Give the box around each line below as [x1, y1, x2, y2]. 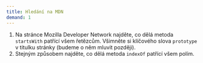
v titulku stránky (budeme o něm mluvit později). [15, 43, 136, 51]
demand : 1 [6, 14, 32, 20]
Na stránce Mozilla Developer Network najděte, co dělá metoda [15, 31, 174, 38]
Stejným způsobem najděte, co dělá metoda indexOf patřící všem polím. [15, 50, 195, 57]
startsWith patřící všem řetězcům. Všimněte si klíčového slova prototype [15, 37, 198, 44]
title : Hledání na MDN [6, 8, 64, 15]
